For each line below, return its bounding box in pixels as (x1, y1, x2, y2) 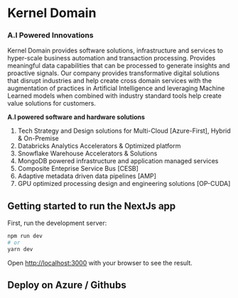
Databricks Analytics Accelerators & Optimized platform (17, 142, 181, 150)
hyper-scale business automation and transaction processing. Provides (7, 54, 216, 62)
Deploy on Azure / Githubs (7, 279, 126, 292)
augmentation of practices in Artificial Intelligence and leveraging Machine (7, 84, 225, 93)
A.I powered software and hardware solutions (7, 113, 146, 121)
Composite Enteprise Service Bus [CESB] (17, 165, 139, 173)
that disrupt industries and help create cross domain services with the (7, 77, 212, 85)
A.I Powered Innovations (7, 31, 94, 40)
